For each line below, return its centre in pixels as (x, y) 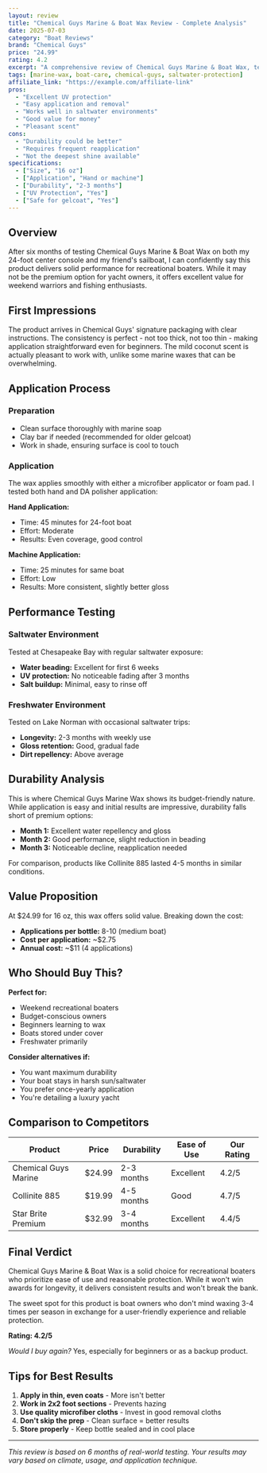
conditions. (27, 871)
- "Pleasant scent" (48, 126)
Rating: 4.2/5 (31, 1335)
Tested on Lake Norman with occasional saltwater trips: (99, 722)
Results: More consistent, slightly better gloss (94, 587)
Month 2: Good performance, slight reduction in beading (113, 839)
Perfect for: (28, 992)
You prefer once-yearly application (77, 1089)
